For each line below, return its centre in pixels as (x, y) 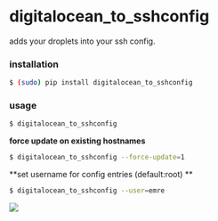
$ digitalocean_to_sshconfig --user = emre (87, 191)
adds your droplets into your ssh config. (82, 41)
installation (34, 64)
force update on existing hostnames (77, 141)
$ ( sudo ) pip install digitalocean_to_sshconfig (101, 83)
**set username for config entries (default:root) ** (101, 175)
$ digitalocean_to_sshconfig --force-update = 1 (97, 158)
